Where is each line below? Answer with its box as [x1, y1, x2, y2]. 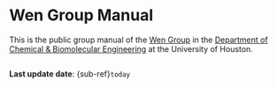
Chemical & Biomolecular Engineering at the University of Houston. [9, 43, 254, 54]
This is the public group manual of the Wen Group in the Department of [9, 34, 268, 45]
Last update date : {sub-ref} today [9, 68, 131, 79]
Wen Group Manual [9, 5, 154, 26]
